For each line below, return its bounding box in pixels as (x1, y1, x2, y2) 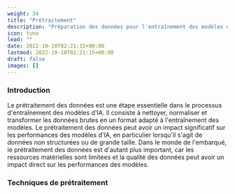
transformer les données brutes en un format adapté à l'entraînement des (7, 116, 219, 124)
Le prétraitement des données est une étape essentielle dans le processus (7, 100, 222, 109)
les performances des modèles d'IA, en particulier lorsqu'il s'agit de (7, 130, 203, 139)
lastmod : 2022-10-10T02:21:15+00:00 (7, 50, 114, 57)
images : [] (7, 62, 39, 69)
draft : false (7, 56, 45, 63)
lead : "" (7, 36, 33, 43)
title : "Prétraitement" (7, 17, 77, 24)
